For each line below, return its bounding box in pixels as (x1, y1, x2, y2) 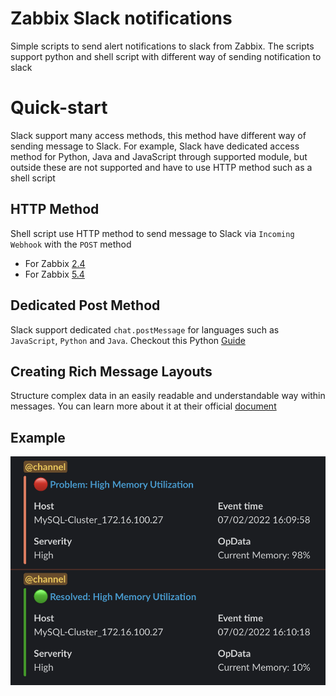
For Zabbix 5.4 (24, 268, 85, 280)
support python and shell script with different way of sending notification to (10, 50, 322, 62)
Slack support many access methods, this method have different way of (10, 129, 307, 141)
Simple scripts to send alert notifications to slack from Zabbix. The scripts (10, 40, 315, 52)
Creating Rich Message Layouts (10, 363, 213, 380)
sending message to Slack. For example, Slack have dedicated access (10, 140, 300, 152)
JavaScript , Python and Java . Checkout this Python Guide (10, 334, 246, 346)
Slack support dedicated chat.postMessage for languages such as (10, 323, 280, 336)
